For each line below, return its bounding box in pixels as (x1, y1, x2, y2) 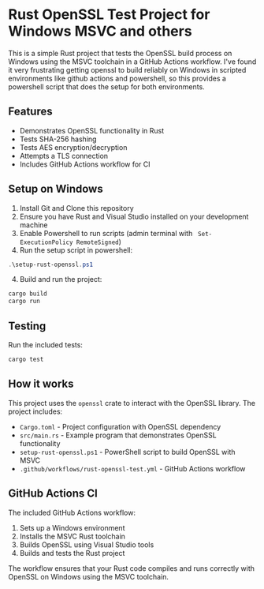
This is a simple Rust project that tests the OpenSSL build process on (8, 48, 232, 58)
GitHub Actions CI (8, 487, 99, 501)
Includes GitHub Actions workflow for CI (19, 159, 151, 169)
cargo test (8, 355, 44, 363)
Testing (8, 319, 46, 332)
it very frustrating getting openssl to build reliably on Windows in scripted (8, 65, 247, 74)
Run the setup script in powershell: (19, 245, 133, 254)
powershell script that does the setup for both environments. (8, 81, 205, 92)
